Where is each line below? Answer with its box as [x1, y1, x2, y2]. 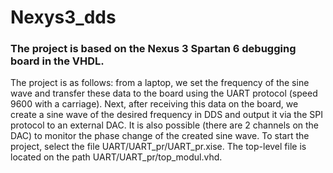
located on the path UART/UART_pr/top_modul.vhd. [10, 151, 223, 163]
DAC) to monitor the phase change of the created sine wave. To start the [10, 130, 310, 142]
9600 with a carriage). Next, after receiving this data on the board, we [10, 98, 299, 110]
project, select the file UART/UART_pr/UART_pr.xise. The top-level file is [10, 141, 307, 153]
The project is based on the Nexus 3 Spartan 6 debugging [10, 42, 297, 56]
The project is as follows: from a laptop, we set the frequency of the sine [10, 77, 310, 89]
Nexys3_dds [10, 6, 117, 29]
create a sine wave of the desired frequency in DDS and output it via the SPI [10, 109, 323, 121]
